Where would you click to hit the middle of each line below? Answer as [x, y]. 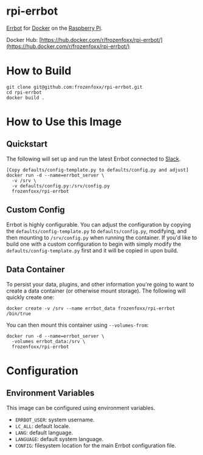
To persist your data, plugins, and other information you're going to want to [100, 284]
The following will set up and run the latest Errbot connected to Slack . [94, 159]
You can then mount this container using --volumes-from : [77, 325]
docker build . [26, 98]
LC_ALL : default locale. [43, 426]
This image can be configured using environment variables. [81, 408]
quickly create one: [30, 297]
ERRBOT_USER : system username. [55, 419]
